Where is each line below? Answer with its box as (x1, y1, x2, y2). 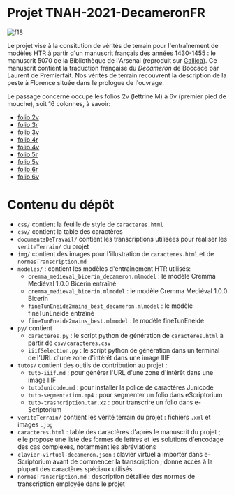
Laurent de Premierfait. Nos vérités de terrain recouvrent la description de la (7, 71, 227, 80)
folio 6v (17, 172, 40, 181)
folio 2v (17, 113, 40, 121)
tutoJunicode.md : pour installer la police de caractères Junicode (27, 383, 214, 392)
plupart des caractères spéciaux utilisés (17, 464, 133, 473)
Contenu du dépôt (7, 197, 115, 213)
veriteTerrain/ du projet (17, 242, 89, 251)
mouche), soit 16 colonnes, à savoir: (7, 99, 111, 108)
